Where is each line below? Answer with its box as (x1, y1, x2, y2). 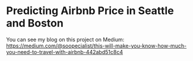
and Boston (6, 16, 64, 30)
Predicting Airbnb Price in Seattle (6, 4, 174, 18)
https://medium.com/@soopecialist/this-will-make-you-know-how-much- (6, 42, 187, 49)
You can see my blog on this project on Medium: (6, 36, 125, 43)
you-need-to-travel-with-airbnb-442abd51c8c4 (6, 48, 124, 55)
